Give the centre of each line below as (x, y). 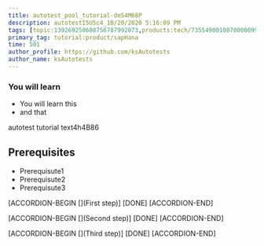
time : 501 (24, 45)
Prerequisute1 (42, 171)
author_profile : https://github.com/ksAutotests (89, 52)
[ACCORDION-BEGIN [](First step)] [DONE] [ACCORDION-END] (111, 203)
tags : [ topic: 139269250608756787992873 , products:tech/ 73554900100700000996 (135, 30)
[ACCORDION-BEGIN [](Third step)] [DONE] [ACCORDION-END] (112, 233)
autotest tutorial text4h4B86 (54, 127)
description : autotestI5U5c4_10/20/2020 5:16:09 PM (94, 23)
